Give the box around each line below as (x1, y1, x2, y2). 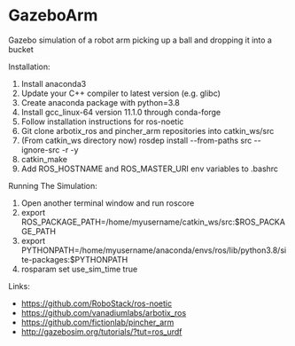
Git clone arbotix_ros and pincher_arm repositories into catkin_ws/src (20, 125, 275, 136)
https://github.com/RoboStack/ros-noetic (20, 298, 173, 309)
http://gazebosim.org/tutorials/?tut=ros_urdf (20, 326, 182, 337)
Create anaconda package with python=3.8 (20, 97, 181, 107)
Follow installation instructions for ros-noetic (20, 116, 184, 127)
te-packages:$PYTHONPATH (20, 254, 128, 264)
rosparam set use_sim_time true (20, 263, 138, 274)
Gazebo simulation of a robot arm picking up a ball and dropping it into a (8, 35, 272, 45)
